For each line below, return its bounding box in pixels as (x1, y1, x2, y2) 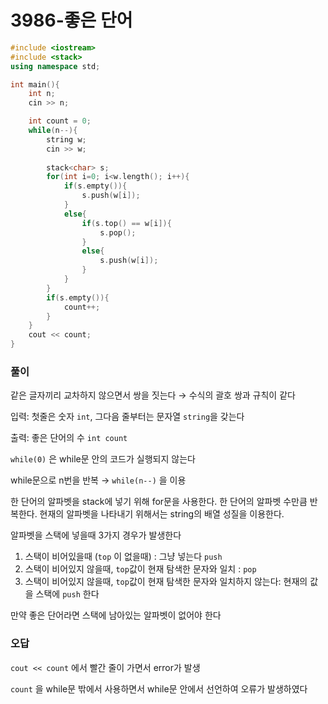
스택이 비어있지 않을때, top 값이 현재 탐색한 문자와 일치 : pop (24, 563, 257, 575)
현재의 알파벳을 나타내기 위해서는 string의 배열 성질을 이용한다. (39, 508, 285, 520)
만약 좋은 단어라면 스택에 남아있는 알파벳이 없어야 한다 (10, 609, 222, 621)
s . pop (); (99, 227, 137, 238)
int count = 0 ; (28, 116, 92, 126)
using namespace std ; (10, 61, 101, 71)
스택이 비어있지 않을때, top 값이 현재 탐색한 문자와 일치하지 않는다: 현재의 (24, 576, 308, 588)
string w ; (46, 134, 87, 145)
